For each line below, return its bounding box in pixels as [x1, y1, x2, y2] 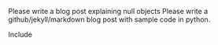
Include [8, 30, 33, 39]
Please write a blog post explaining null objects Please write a [8, 7, 209, 16]
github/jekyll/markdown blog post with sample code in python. [8, 15, 211, 24]
